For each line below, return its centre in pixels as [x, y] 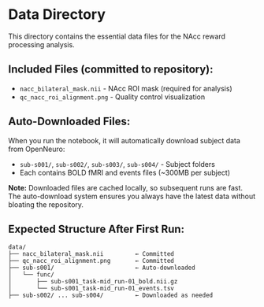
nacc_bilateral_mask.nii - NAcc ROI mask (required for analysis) [126, 88]
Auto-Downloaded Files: [69, 122]
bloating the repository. [46, 204]
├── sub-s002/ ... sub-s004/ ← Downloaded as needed [111, 296]
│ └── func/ [32, 275]
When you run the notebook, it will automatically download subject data [124, 140]
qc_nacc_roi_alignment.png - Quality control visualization [112, 97]
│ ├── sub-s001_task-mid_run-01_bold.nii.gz [93, 282]
